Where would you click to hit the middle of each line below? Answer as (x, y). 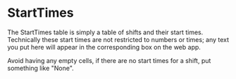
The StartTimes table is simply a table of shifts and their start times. (105, 32)
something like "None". (41, 68)
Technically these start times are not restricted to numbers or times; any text (118, 39)
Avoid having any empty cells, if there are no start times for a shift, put (109, 60)
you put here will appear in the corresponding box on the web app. (104, 47)
